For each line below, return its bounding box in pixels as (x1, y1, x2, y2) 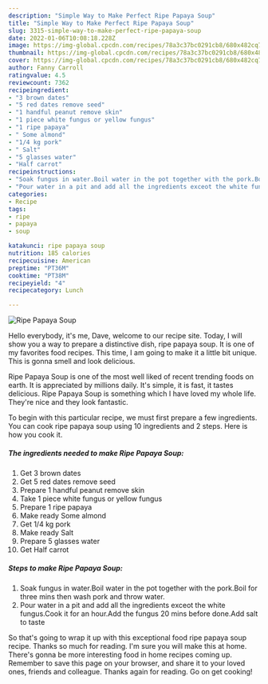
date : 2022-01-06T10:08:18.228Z (8, 34, 116, 42)
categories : (8, 190, 48, 198)
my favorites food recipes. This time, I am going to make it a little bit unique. (8, 348, 258, 358)
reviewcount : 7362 (8, 78, 69, 86)
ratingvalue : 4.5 (8, 71, 66, 79)
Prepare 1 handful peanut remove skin (19, 486, 145, 495)
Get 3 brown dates (19, 469, 81, 478)
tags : (8, 205, 26, 213)
